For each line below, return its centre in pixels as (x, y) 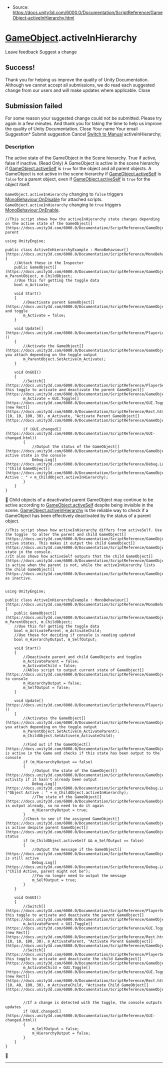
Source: (20, 7)
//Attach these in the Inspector (49, 263)
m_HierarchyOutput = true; (60, 810)
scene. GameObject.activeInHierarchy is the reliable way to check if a (77, 510)
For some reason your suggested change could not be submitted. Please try (83, 118)
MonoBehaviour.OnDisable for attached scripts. (54, 199)
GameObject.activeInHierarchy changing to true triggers (63, 204)
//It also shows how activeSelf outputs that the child (64, 556)
